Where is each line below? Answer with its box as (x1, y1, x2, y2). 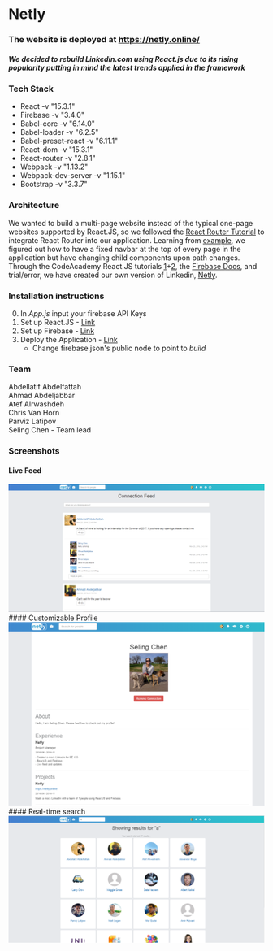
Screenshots (8, 445, 60, 457)
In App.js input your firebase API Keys (19, 309, 147, 319)
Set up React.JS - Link (19, 318, 96, 328)
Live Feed (8, 465, 42, 475)
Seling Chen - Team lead (8, 425, 92, 435)
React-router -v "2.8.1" (19, 154, 96, 163)
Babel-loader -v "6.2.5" (19, 128, 99, 137)
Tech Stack (8, 83, 54, 94)
